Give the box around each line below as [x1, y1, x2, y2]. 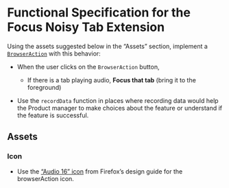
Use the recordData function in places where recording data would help [16, 96, 219, 104]
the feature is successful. [16, 111, 89, 119]
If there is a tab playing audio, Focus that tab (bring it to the [27, 75, 197, 84]
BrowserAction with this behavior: [7, 49, 101, 58]
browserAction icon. [16, 174, 74, 183]
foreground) [27, 83, 62, 91]
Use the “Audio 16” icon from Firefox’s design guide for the [16, 167, 183, 176]
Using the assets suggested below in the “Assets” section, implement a [7, 42, 208, 50]
